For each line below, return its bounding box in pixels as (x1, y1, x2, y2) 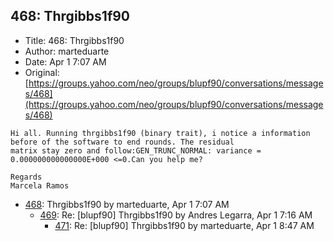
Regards (10, 172, 43, 182)
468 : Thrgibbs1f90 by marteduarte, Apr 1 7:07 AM (24, 198, 230, 210)
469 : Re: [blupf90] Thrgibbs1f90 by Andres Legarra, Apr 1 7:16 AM (39, 209, 313, 221)
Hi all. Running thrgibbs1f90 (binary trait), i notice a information (10, 128, 311, 138)
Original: (24, 66, 60, 78)
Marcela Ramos (10, 180, 70, 191)
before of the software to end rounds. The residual (10, 137, 235, 147)
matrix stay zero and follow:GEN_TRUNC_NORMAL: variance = (10, 145, 262, 156)
